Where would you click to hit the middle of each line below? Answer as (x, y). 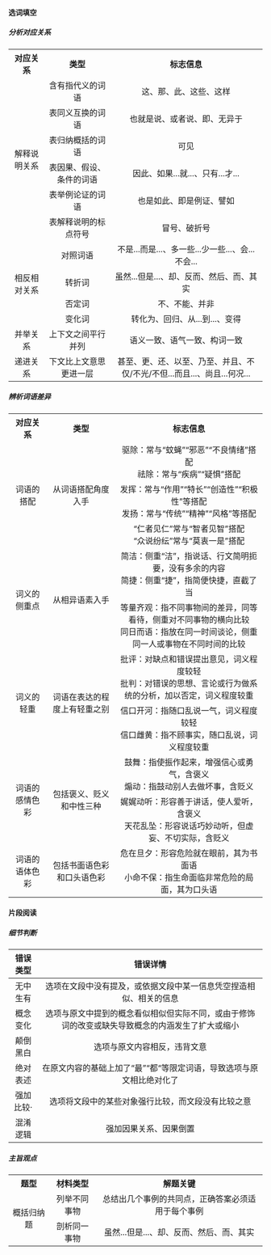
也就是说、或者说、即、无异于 (186, 119)
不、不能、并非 (186, 303)
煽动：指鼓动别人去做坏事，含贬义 (189, 786)
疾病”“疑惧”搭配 (211, 474)
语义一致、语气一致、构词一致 (186, 340)
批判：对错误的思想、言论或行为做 (185, 683)
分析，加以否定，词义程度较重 (197, 695)
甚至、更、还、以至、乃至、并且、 (182, 361)
